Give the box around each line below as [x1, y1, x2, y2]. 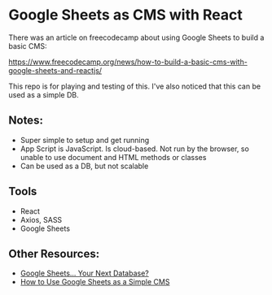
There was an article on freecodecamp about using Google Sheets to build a [8, 33, 265, 42]
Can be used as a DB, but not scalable [20, 161, 149, 171]
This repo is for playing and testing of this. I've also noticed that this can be [8, 81, 261, 91]
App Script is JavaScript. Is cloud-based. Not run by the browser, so [20, 144, 250, 154]
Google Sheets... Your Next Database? [20, 268, 149, 278]
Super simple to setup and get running [20, 135, 150, 145]
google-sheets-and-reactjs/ [8, 65, 103, 75]
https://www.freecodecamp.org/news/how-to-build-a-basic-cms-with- [8, 57, 248, 67]
